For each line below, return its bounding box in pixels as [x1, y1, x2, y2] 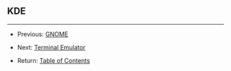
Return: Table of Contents [16, 56, 91, 64]
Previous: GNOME [16, 30, 69, 38]
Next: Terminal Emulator [16, 43, 86, 51]
